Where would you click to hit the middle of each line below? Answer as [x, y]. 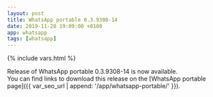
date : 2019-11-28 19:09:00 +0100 [55, 26]
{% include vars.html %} [42, 58]
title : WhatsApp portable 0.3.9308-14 [62, 20]
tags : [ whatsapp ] [32, 39]
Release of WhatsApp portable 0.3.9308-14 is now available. [92, 72]
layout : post [26, 13]
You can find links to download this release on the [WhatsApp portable [107, 79]
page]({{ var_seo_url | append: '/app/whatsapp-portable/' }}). [94, 86]
